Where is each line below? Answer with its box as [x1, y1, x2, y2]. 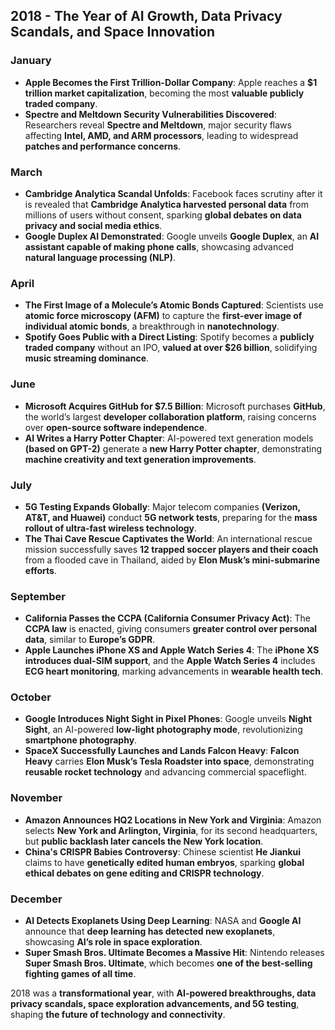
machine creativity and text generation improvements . [24, 453, 257, 465]
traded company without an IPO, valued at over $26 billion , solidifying [24, 342, 318, 354]
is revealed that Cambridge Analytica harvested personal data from [24, 198, 310, 210]
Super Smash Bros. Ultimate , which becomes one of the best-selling [24, 957, 313, 969]
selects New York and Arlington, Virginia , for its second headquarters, [24, 824, 318, 836]
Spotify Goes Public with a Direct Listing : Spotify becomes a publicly [24, 331, 315, 343]
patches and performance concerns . [24, 140, 182, 152]
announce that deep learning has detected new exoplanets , [24, 925, 276, 938]
